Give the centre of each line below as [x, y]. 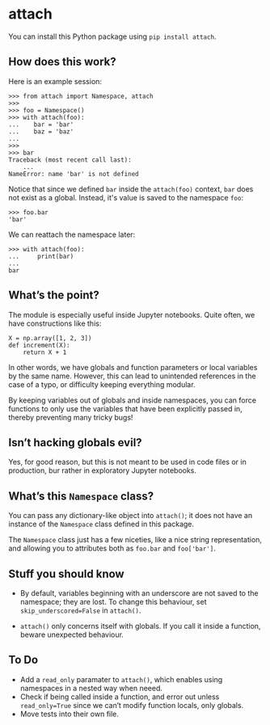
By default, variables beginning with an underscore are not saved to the [139, 593]
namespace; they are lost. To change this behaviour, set [113, 602]
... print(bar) [41, 256]
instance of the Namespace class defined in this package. [101, 524]
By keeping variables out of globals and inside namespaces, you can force [133, 400]
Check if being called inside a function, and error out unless [120, 697]
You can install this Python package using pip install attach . [112, 36]
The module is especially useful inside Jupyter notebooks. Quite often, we [132, 314]
